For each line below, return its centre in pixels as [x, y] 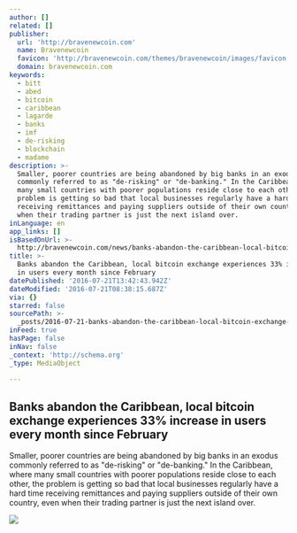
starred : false [37, 305]
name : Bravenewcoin [53, 50]
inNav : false [33, 346]
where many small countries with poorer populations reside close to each [143, 475]
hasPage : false [37, 338]
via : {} [23, 297]
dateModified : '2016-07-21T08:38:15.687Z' [88, 289]
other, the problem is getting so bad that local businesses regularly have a [144, 484]
